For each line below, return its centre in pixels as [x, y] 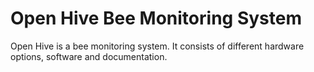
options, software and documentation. [89, 56]
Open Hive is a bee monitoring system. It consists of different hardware [157, 46]
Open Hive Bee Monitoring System [156, 18]
